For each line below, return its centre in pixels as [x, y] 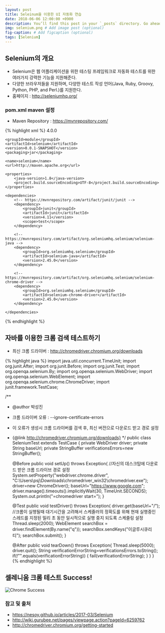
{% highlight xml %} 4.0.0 [31, 130]
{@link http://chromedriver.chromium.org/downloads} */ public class [82, 438]
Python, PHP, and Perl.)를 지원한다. [47, 90]
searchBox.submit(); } [44, 535]
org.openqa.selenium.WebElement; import [48, 376]
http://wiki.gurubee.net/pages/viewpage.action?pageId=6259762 [78, 620]
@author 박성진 [27, 407]
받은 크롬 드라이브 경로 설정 [44, 470]
